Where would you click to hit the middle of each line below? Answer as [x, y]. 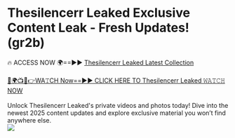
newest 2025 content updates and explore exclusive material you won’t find [117, 113]
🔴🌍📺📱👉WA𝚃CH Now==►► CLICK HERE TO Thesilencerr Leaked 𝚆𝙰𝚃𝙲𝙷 [116, 80]
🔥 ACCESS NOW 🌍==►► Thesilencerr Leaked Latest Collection [101, 62]
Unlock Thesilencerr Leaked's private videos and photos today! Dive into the [118, 105]
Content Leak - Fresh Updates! [98, 28]
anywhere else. [29, 120]
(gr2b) [26, 43]
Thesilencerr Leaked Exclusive [99, 13]
